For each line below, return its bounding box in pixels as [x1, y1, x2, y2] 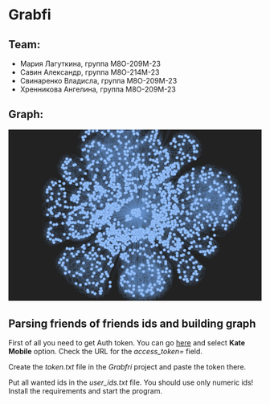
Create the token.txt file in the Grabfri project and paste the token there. [8, 362, 247, 372]
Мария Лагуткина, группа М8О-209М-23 [19, 59, 161, 68]
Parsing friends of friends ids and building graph [8, 316, 256, 330]
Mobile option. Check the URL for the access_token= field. [8, 347, 203, 357]
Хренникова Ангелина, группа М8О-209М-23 [19, 84, 177, 94]
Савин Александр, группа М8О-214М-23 [19, 67, 160, 77]
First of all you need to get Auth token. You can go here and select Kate [8, 338, 246, 348]
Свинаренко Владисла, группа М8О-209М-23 [19, 76, 178, 85]
